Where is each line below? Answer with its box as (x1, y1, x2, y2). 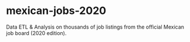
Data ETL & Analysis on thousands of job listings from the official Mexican (6, 23, 185, 30)
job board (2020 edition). (6, 29, 67, 36)
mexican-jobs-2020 (6, 4, 107, 17)
